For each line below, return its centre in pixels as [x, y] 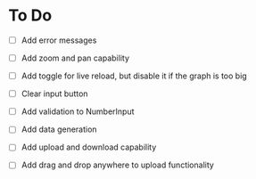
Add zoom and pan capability [75, 58]
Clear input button [54, 94]
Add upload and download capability [89, 147]
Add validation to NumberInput [78, 111]
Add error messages [59, 40]
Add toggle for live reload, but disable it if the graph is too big [134, 76]
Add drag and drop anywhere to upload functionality [118, 165]
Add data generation [59, 129]
